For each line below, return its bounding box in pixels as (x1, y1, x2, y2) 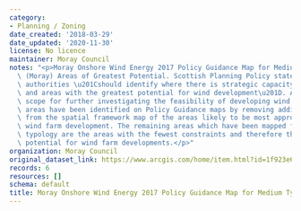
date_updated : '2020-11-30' (9, 38, 115, 48)
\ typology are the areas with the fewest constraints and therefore (17, 130, 282, 139)
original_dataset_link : (9, 154, 99, 164)
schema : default (9, 180, 70, 189)
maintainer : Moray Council (9, 55, 110, 64)
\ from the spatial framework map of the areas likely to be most (17, 113, 271, 122)
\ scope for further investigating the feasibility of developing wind (17, 96, 291, 106)
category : (9, 13, 47, 22)
